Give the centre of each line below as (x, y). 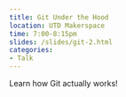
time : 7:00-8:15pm (43, 34)
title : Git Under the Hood (59, 17)
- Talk (21, 58)
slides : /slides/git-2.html (61, 42)
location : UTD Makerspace (57, 26)
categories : (31, 50)
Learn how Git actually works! (63, 83)
